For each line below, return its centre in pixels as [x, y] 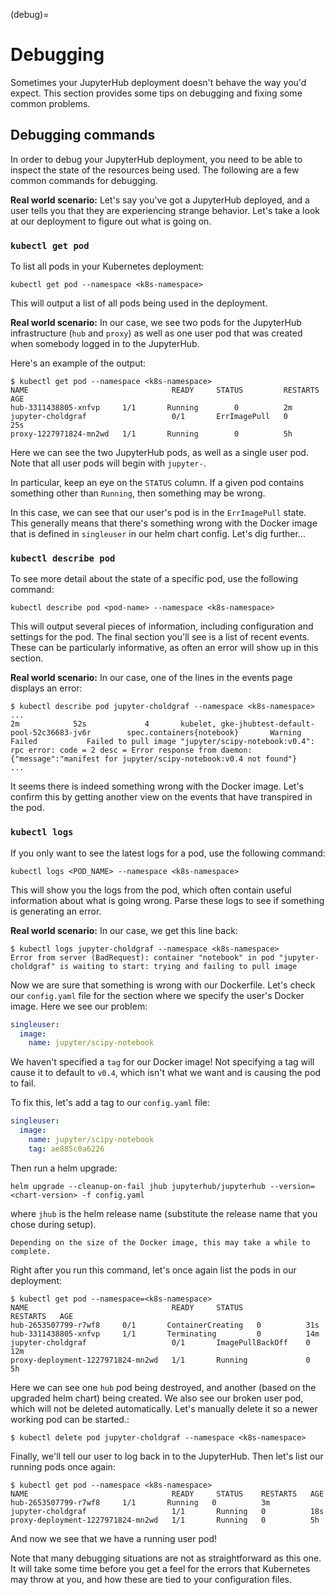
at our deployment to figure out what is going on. [111, 221]
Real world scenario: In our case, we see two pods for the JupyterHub [156, 323]
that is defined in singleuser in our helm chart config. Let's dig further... [158, 534]
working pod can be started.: [70, 1419]
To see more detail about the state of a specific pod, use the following [154, 579]
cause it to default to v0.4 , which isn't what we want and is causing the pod [166, 1073]
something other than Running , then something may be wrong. [138, 493]
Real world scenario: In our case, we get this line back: [124, 930]
